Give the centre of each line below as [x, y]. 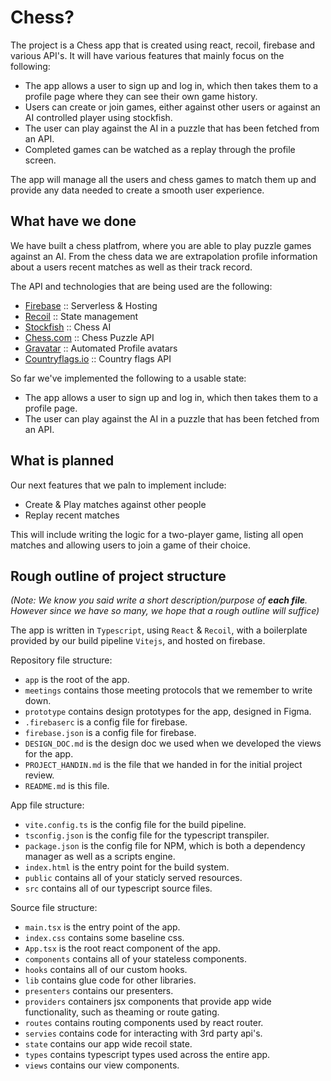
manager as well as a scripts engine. [100, 857]
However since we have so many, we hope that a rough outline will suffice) [165, 611]
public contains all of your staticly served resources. [133, 878]
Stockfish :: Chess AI [68, 327]
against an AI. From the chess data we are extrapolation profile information [164, 256]
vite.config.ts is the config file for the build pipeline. [135, 825]
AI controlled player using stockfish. [98, 117]
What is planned [62, 461]
